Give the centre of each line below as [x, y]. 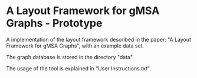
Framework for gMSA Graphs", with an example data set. [75, 46]
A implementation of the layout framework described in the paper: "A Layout [99, 39]
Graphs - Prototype [54, 23]
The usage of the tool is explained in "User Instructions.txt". [79, 68]
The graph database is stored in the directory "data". [70, 57]
